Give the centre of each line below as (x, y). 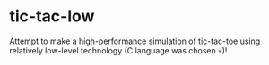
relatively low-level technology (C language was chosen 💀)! (118, 50)
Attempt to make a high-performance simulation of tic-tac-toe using (135, 41)
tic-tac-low (52, 16)
